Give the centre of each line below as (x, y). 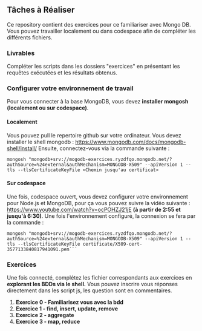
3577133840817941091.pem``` (42, 249)
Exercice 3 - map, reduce (48, 322)
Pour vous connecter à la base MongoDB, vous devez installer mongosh (98, 102)
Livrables (21, 53)
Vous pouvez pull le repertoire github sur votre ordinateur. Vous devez (94, 135)
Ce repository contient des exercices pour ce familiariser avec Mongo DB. (99, 24)
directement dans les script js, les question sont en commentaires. (90, 290)
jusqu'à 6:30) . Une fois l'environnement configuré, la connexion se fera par (101, 216)
